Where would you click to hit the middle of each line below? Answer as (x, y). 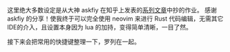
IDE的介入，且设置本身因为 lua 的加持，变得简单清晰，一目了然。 (99, 27)
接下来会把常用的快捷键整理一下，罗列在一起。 (74, 42)
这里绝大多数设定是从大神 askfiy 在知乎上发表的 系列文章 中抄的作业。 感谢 (112, 10)
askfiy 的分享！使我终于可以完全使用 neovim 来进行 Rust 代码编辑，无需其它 (115, 18)
